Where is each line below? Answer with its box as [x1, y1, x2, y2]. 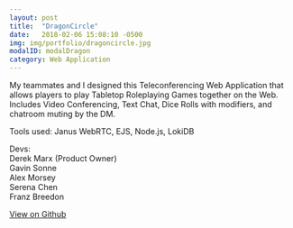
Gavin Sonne [9, 163, 57, 173]
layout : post [9, 13, 59, 23]
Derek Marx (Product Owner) [9, 153, 117, 163]
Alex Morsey [9, 172, 56, 183]
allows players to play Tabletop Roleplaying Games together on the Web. [9, 89, 279, 100]
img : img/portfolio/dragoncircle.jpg [9, 38, 151, 48]
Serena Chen [9, 182, 59, 192]
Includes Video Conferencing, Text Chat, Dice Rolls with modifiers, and [9, 99, 272, 109]
